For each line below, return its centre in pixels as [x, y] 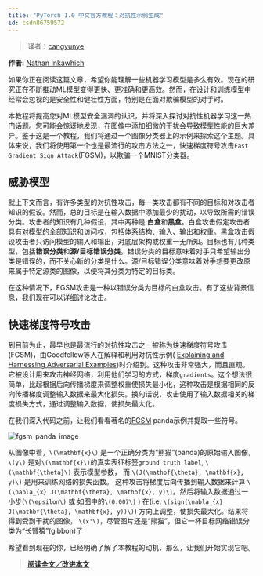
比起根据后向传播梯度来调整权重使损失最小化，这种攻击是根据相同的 [138, 385]
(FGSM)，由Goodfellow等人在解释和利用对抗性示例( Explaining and [116, 355]
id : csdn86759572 [36, 23]
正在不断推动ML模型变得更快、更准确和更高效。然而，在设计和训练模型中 [133, 89]
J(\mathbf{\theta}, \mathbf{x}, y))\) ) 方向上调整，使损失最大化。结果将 [128, 512]
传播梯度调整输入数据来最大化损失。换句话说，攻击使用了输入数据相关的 [131, 394]
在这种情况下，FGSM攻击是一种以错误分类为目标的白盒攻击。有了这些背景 [128, 288]
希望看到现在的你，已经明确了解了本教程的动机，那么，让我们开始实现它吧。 [131, 548]
